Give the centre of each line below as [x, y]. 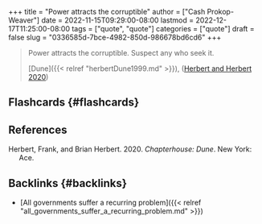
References [38, 129]
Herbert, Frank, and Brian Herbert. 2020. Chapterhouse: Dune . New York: [130, 149]
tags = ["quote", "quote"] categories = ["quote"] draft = [163, 29]
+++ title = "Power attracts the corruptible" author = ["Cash [107, 12]
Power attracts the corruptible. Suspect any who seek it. [121, 53]
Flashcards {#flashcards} [74, 103]
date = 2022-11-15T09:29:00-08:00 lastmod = [118, 20]
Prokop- [221, 12]
